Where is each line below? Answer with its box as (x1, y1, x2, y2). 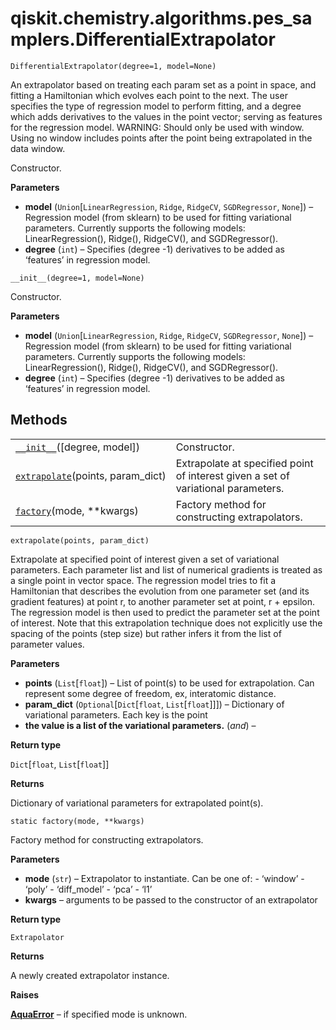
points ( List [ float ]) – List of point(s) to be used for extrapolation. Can (24, 677, 315, 689)
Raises (10, 988, 40, 1001)
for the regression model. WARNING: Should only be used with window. (10, 121, 305, 133)
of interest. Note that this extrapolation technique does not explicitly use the (10, 617, 323, 629)
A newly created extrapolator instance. (10, 969, 170, 981)
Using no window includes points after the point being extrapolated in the (10, 132, 313, 144)
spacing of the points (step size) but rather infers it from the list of (10, 627, 282, 639)
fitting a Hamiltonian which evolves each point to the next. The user (10, 89, 288, 101)
